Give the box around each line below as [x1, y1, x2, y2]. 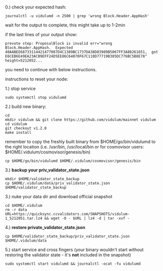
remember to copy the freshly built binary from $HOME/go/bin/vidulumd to [5, 139, 156, 145]
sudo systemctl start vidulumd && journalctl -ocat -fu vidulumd [5, 261, 141, 266]
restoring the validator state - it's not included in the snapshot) [5, 252, 131, 258]
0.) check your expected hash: [5, 4, 67, 10]
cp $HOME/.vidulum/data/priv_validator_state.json [5, 181, 110, 186]
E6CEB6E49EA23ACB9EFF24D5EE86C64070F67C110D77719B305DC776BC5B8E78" [5, 54, 147, 59]
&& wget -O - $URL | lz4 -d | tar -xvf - [44, 216, 130, 221]
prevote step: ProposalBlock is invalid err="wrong [5, 41, 112, 46]
